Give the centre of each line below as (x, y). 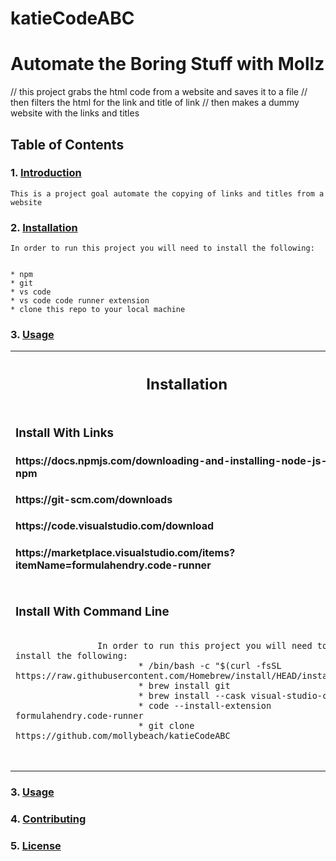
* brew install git (184, 685)
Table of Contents (67, 144)
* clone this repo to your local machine (98, 310)
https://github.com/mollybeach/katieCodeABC (123, 735)
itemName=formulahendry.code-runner (113, 565)
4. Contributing (48, 819)
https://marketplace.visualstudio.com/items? (125, 552)
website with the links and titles (75, 113)
